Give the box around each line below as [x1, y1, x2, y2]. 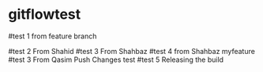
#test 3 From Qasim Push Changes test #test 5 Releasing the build [8, 55, 224, 64]
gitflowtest [8, 5, 81, 23]
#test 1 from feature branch [8, 31, 97, 41]
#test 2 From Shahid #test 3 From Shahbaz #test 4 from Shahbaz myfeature [8, 46, 255, 56]
